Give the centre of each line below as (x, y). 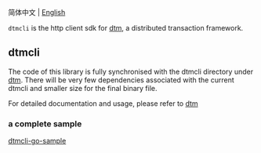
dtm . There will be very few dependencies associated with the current (121, 80)
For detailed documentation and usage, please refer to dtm (103, 103)
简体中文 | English (37, 12)
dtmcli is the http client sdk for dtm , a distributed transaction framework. (126, 28)
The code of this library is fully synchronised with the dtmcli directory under (130, 71)
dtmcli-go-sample (37, 141)
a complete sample (45, 123)
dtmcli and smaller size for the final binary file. (83, 88)
